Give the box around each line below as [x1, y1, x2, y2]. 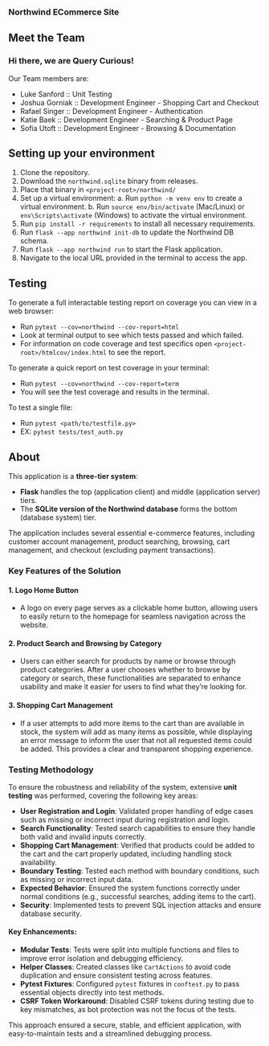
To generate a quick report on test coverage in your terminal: [8, 363, 210, 373]
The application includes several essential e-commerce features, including [8, 529, 255, 538]
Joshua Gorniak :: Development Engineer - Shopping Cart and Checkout [19, 97, 259, 107]
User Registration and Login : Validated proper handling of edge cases [19, 806, 254, 815]
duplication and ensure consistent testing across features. [19, 970, 213, 980]
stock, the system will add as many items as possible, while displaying [19, 726, 253, 737]
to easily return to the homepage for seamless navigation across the [19, 611, 247, 621]
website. [19, 620, 49, 630]
